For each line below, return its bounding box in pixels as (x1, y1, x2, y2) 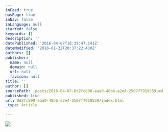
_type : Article (5, 103, 38, 108)
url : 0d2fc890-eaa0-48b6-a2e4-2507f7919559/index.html (5, 98, 125, 103)
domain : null (10, 64, 38, 70)
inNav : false (5, 17, 33, 22)
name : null (10, 60, 33, 65)
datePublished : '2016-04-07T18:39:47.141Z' (5, 41, 100, 46)
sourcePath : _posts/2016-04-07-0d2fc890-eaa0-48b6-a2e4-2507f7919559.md (5, 88, 163, 94)
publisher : (5, 55, 29, 60)
